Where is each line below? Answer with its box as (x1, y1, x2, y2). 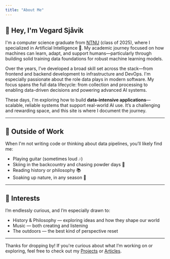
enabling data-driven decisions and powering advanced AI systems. (5, 87, 147, 93)
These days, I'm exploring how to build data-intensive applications (5, 97, 147, 103)
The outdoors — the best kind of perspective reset (12, 228, 118, 234)
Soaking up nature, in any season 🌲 (12, 174, 87, 180)
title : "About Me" (5, 7, 44, 13)
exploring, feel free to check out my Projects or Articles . (5, 248, 122, 254)
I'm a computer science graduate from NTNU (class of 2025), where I (5, 40, 150, 46)
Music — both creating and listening (12, 223, 89, 229)
